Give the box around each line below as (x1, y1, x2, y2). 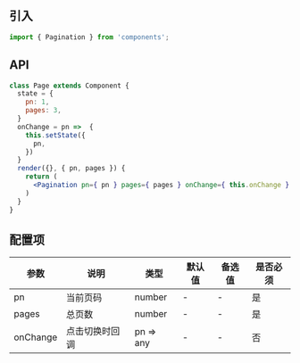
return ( (25, 172, 58, 181)
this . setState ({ (25, 130, 87, 140)
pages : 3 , (25, 106, 62, 115)
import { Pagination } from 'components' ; (9, 32, 170, 42)
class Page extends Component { (9, 81, 129, 90)
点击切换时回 (65, 325, 121, 337)
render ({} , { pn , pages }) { (17, 164, 126, 173)
